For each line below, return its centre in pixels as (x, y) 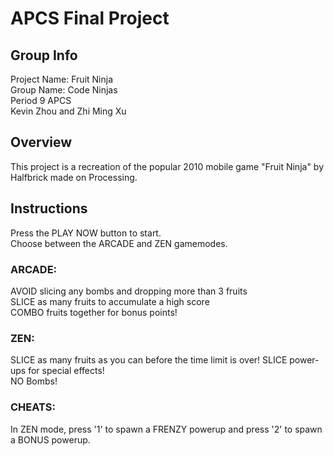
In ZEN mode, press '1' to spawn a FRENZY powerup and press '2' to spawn (166, 429)
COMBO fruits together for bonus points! (94, 312)
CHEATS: (33, 407)
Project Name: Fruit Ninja (62, 79)
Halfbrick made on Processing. (74, 177)
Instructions (49, 208)
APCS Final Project (90, 18)
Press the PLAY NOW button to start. (86, 233)
